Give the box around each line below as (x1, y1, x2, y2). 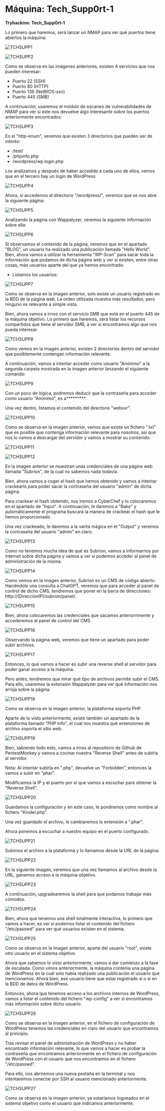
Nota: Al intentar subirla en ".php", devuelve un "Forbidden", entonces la (5, 764, 152, 771)
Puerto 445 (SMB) (12, 94, 49, 100)
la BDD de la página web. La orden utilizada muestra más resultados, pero (5, 296, 155, 302)
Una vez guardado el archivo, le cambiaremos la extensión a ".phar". (5, 819, 144, 825)
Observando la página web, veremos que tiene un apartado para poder (5, 636, 149, 642)
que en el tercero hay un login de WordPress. (5, 173, 97, 179)
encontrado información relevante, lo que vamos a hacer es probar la (5, 1045, 146, 1051)
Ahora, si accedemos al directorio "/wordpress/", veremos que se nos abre (5, 192, 157, 198)
